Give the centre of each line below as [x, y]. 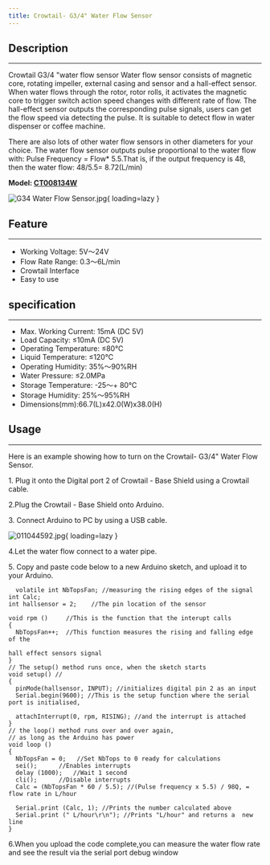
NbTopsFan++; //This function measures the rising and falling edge [134, 632]
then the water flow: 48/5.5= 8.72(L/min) [76, 167]
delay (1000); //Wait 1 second [72, 773]
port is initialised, [45, 702]
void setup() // [35, 674]
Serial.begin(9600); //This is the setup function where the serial [133, 696]
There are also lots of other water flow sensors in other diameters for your [131, 142]
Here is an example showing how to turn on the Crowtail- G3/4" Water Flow [133, 456]
